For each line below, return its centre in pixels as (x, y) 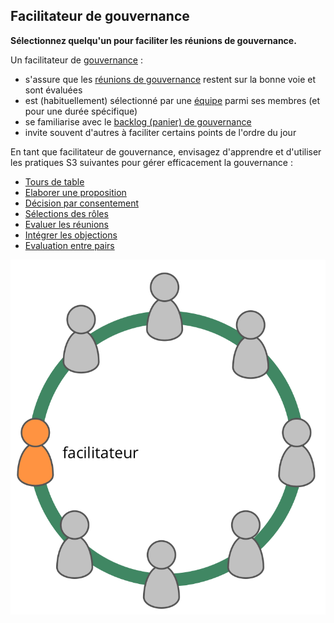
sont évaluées (53, 90)
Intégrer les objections (71, 235)
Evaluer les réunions (66, 224)
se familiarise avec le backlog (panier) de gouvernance (138, 121)
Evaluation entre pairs (69, 245)
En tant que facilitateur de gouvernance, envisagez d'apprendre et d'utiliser (166, 151)
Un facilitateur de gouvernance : (76, 60)
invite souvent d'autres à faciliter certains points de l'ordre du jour (160, 132)
